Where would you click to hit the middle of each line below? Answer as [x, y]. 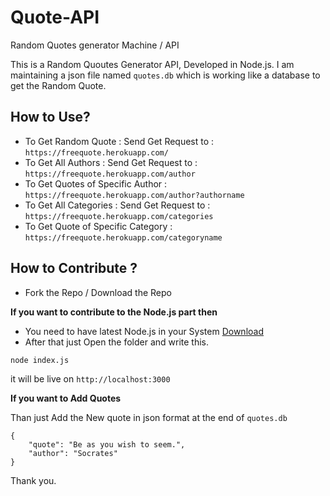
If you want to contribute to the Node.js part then [114, 312]
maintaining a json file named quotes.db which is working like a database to [165, 75]
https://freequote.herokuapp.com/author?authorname [134, 195]
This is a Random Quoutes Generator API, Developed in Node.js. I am [152, 64]
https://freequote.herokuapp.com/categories [119, 216]
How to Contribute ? [74, 268]
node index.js [40, 360]
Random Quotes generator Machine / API [95, 45]
